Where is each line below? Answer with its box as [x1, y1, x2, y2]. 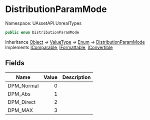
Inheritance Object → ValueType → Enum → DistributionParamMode [5, 39, 145, 45]
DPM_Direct [7, 98, 36, 105]
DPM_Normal [7, 82, 39, 89]
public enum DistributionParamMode [5, 30, 79, 35]
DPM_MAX [7, 106, 33, 113]
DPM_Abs [7, 90, 31, 97]
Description [62, 74, 91, 81]
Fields [5, 59, 25, 67]
